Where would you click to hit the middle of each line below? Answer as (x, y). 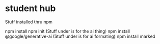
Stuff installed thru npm (29, 22)
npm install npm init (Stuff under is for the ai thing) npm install (67, 31)
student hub (30, 8)
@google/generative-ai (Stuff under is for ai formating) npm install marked (80, 36)
